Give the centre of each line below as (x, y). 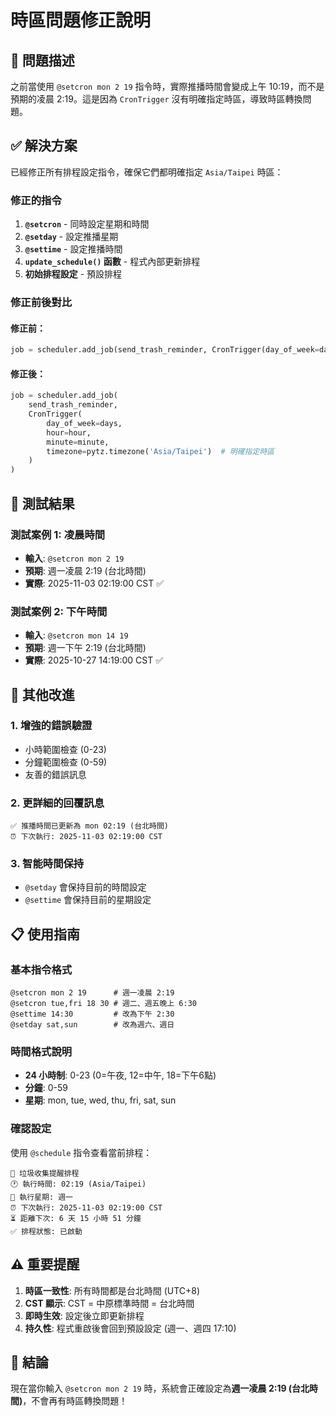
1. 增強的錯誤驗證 (51, 726)
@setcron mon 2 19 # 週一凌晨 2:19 (92, 993)
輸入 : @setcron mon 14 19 (76, 635)
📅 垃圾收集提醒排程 (45, 1173)
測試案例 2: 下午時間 (59, 611)
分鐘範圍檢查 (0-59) (66, 762)
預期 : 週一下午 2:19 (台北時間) (85, 648)
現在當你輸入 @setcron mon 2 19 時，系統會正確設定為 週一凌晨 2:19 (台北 (160, 1388)
